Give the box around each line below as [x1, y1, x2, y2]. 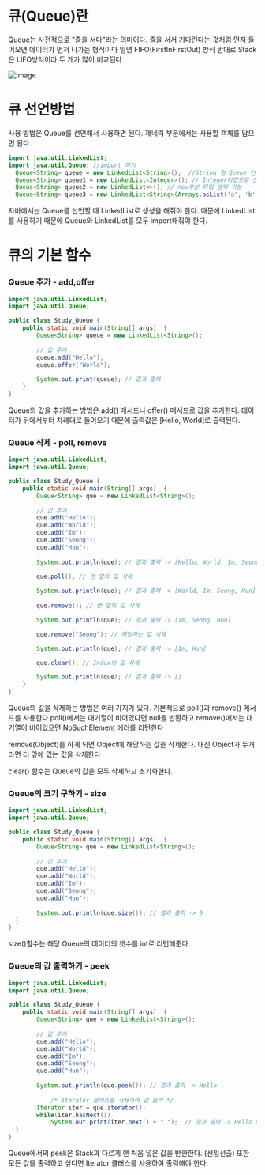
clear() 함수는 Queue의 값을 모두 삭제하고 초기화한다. [8, 766, 174, 776]
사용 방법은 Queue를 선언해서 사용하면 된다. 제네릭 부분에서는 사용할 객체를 [8, 128, 241, 138]
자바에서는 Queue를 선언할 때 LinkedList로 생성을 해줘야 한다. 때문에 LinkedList [8, 206, 256, 216]
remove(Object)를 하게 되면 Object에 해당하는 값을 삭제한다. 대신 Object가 [8, 740, 241, 750]
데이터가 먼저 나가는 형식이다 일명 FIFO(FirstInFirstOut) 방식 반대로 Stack [28, 44, 257, 54]
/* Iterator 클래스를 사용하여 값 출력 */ [50, 1096, 174, 1104]
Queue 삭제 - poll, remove [8, 436, 107, 448]
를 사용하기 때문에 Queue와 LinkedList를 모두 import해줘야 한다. [8, 216, 207, 225]
